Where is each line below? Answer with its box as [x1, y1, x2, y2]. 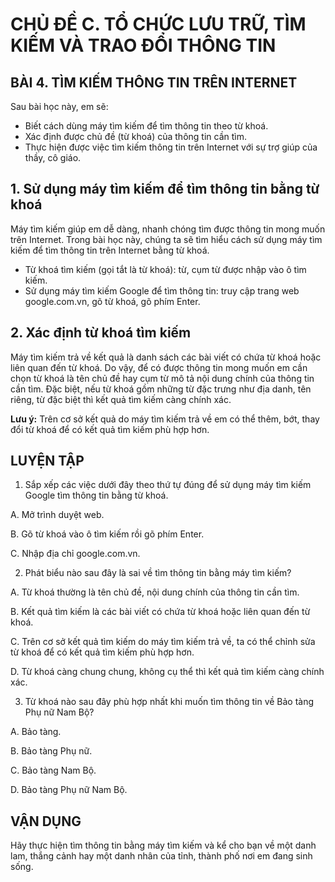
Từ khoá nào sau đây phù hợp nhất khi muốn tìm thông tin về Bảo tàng [24, 696, 315, 708]
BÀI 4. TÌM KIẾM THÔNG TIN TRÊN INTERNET [10, 74, 298, 91]
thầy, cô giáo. [24, 152, 82, 163]
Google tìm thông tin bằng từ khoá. [24, 489, 169, 502]
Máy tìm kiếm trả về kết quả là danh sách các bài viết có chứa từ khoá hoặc [10, 351, 322, 363]
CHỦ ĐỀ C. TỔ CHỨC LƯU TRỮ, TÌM [10, 13, 307, 36]
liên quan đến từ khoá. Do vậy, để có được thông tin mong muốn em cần [10, 361, 308, 373]
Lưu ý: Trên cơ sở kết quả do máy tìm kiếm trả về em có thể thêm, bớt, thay [10, 413, 320, 425]
